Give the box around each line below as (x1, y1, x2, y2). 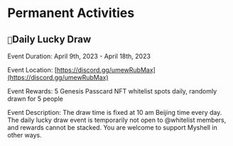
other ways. (7, 131, 43, 139)
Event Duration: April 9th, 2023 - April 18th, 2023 (7, 52, 151, 60)
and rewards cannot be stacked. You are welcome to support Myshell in (7, 123, 218, 132)
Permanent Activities (7, 5, 135, 21)
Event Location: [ (7, 66, 57, 74)
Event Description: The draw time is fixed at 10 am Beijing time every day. (7, 108, 222, 116)
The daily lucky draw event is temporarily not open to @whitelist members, (7, 116, 227, 124)
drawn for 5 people (7, 94, 64, 103)
